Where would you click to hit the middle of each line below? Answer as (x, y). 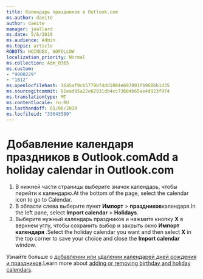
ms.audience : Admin (31, 40)
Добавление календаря (70, 144)
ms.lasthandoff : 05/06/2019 (42, 108)
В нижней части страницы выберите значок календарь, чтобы (96, 187)
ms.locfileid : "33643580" (39, 114)
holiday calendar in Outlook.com (90, 170)
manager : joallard (29, 29)
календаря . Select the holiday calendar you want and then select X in (103, 232)
